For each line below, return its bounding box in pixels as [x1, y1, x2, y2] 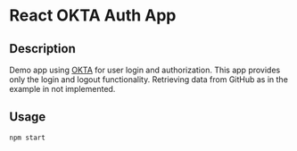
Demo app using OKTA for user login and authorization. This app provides [9, 64, 281, 75]
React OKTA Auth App [9, 5, 177, 26]
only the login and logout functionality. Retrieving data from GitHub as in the [9, 74, 288, 85]
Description [9, 41, 76, 56]
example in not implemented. [9, 84, 116, 94]
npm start [9, 133, 46, 142]
